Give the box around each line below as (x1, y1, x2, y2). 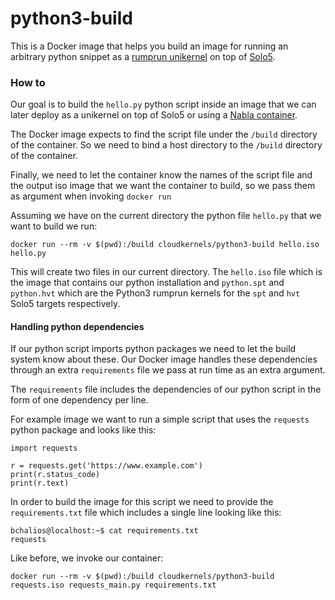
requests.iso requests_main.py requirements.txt (10, 580, 217, 591)
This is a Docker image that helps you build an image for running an (10, 40, 289, 52)
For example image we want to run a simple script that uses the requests (10, 413, 310, 426)
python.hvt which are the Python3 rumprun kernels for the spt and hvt (10, 287, 301, 299)
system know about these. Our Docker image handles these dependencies (10, 353, 318, 366)
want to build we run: (10, 220, 98, 232)
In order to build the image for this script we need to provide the (10, 496, 274, 508)
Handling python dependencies (10, 320, 145, 332)
